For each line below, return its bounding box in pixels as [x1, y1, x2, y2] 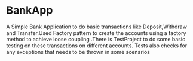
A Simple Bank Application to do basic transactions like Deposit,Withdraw [6, 23, 187, 30]
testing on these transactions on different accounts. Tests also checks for [6, 42, 187, 49]
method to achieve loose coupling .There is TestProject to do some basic [6, 36, 186, 43]
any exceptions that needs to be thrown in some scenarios [6, 48, 151, 55]
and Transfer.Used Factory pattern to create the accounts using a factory [6, 29, 186, 36]
